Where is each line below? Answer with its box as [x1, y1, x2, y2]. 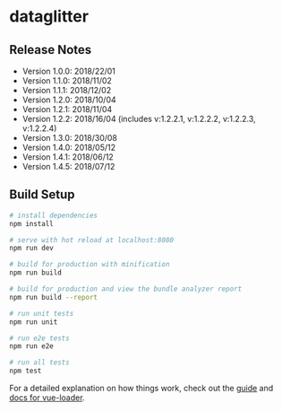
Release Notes [9, 42, 92, 57]
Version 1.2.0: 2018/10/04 [21, 94, 116, 105]
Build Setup [9, 187, 75, 203]
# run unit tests [9, 309, 74, 318]
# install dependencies [9, 211, 98, 220]
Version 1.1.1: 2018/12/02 [21, 85, 112, 95]
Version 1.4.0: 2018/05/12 [21, 142, 116, 153]
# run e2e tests [9, 334, 70, 343]
